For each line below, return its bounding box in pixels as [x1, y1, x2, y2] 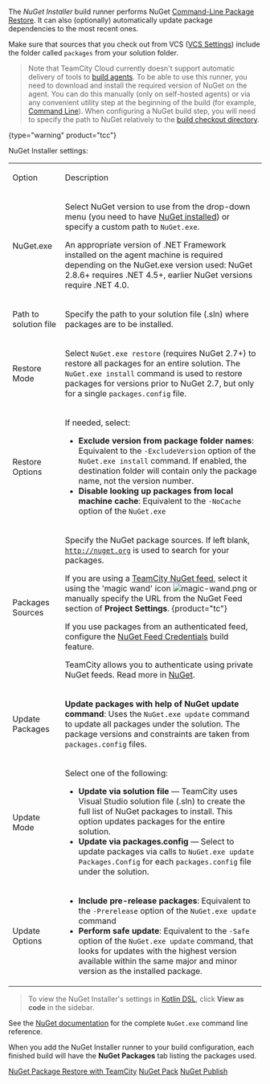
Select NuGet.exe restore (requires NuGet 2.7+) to [64, 348, 256, 358]
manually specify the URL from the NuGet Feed [64, 593, 243, 603]
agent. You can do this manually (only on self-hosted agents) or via [27, 89, 251, 99]
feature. [64, 641, 95, 652]
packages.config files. [64, 738, 147, 750]
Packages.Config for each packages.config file [78, 856, 252, 867]
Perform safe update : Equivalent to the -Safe [78, 926, 250, 936]
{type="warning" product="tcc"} [8, 130, 117, 140]
